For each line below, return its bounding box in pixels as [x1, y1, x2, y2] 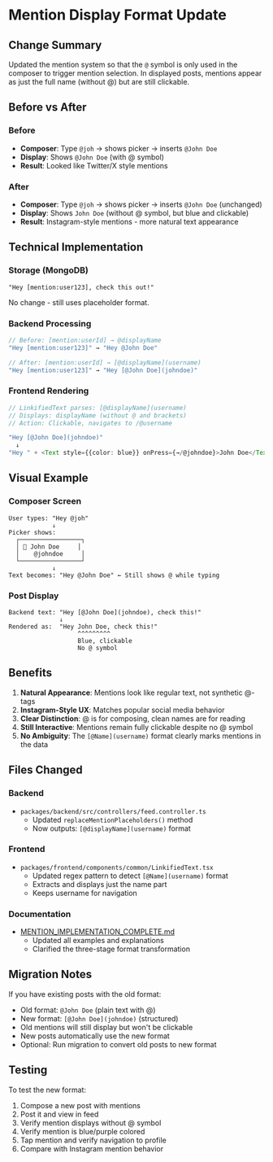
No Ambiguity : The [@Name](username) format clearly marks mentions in [19, 731, 262, 740]
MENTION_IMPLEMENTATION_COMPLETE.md [19, 927, 175, 937]
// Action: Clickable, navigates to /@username [8, 419, 173, 427]
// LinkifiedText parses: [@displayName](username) [8, 404, 187, 412]
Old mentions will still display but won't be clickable [19, 1022, 193, 1032]
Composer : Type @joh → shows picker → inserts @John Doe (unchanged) [19, 199, 262, 209]
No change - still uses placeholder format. [8, 297, 149, 307]
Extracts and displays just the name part [32, 879, 167, 889]
